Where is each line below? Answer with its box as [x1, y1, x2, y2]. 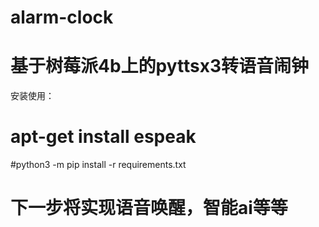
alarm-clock [10, 6, 114, 29]
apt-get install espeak [10, 126, 197, 148]
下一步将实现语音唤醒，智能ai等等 [10, 197, 288, 220]
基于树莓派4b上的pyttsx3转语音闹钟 [10, 55, 310, 78]
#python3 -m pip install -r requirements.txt [10, 159, 187, 171]
